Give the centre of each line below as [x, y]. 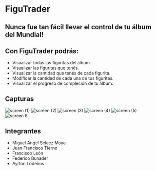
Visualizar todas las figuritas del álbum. [51, 63]
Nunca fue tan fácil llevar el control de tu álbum [78, 27]
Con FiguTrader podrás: [42, 51]
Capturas [19, 99]
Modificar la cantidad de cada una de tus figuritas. [63, 78]
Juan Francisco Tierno [35, 148]
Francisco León [28, 153]
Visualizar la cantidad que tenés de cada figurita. [61, 73]
